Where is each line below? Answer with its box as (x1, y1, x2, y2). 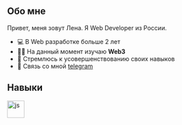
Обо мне (7, 5, 46, 17)
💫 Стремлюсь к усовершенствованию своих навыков (16, 54, 175, 62)
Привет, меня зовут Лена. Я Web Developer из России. (7, 23, 167, 32)
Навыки (7, 82, 43, 93)
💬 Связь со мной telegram (16, 62, 93, 70)
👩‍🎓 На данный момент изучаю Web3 (16, 47, 126, 56)
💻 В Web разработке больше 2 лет (16, 37, 121, 45)
